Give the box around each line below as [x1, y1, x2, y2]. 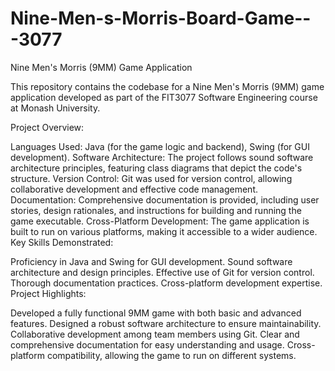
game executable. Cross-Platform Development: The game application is [10, 215, 310, 227]
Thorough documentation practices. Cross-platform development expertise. [10, 277, 323, 289]
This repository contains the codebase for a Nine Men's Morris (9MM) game [10, 80, 325, 92]
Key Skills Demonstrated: [10, 236, 114, 248]
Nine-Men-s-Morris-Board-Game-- [10, 7, 312, 30]
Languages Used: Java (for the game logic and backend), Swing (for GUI [10, 140, 310, 152]
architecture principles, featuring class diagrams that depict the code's [10, 162, 303, 174]
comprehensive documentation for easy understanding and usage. [10, 338, 285, 351]
